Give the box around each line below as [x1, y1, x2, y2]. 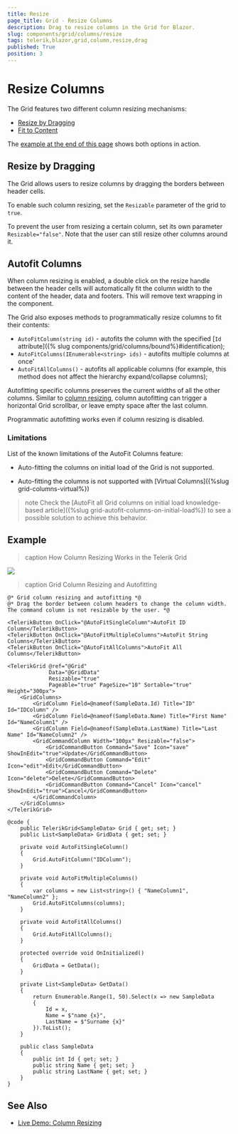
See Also [7, 1099, 48, 1112]
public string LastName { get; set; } [33, 1068, 148, 1075]
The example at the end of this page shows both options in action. [7, 140, 201, 148]
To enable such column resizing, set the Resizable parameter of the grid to [7, 200, 226, 209]
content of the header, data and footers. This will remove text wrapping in [7, 292, 222, 300]
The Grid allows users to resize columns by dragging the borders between [7, 179, 225, 187]
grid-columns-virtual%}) [17, 484, 90, 493]
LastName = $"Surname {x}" [45, 1018, 126, 1025]
